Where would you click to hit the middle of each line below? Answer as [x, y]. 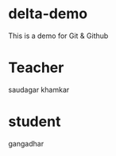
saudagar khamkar [39, 89]
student [35, 122]
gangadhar [26, 143]
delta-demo [48, 14]
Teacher [36, 68]
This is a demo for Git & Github [58, 36]
